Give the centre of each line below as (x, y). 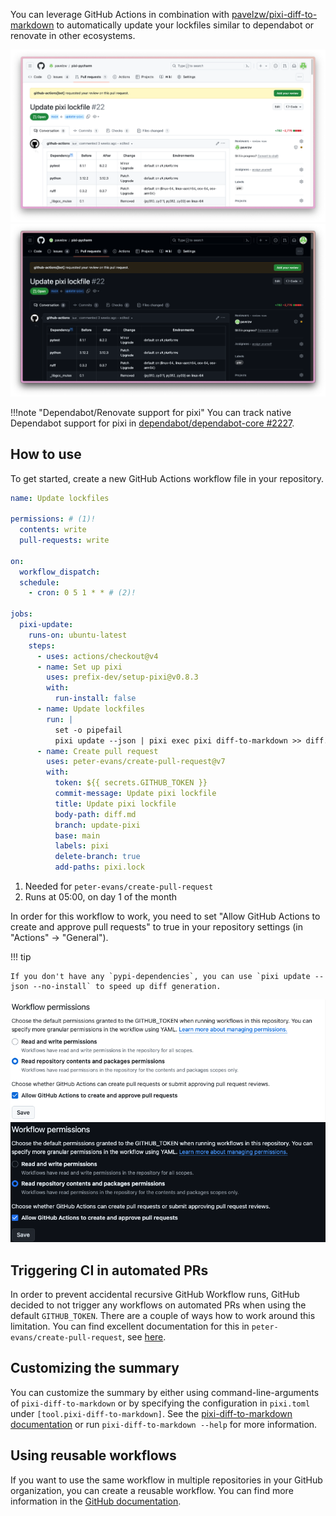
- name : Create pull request (97, 751)
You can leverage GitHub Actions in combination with (120, 14)
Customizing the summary (95, 1368)
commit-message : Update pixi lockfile (135, 794)
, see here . (144, 1336)
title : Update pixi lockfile (115, 804)
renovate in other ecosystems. (73, 35)
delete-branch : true (97, 857)
